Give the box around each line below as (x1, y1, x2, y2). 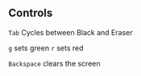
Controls (8, 6, 53, 20)
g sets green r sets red (8, 43, 84, 53)
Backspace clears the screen (8, 58, 101, 68)
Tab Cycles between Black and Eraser (8, 27, 133, 37)
